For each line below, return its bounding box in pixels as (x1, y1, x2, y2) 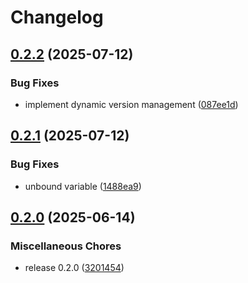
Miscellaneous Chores (10, 239, 122, 253)
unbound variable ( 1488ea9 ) (24, 180, 142, 192)
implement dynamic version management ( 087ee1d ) (24, 98, 239, 110)
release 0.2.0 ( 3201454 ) (24, 262, 125, 274)
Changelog (10, 6, 104, 29)
